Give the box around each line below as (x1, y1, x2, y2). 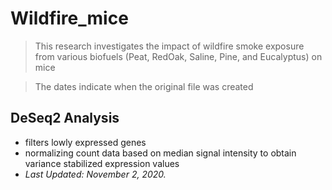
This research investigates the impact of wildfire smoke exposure (34, 40, 305, 52)
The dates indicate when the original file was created (34, 80, 254, 92)
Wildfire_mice (10, 7, 129, 30)
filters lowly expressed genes (24, 136, 147, 148)
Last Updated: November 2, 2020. (24, 168, 167, 180)
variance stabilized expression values (24, 157, 180, 169)
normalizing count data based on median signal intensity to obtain (24, 147, 297, 159)
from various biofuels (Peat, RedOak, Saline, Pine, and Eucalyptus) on (34, 50, 323, 62)
